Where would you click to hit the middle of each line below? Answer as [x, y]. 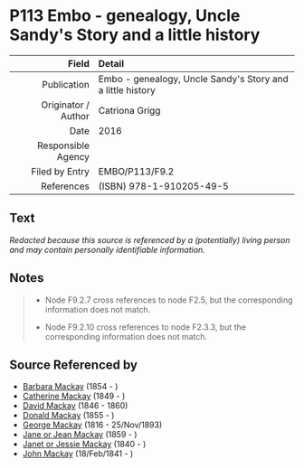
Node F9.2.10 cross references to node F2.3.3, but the [146, 327]
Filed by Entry [61, 171]
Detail [111, 63]
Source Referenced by [74, 365]
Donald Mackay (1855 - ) [68, 416]
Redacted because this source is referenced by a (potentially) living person [150, 239]
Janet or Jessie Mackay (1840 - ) [84, 445]
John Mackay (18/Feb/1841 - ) [78, 454]
